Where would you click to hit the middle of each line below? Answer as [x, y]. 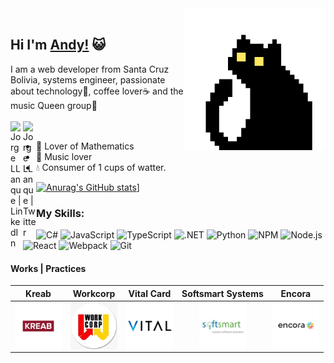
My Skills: [60, 213]
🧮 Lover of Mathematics [85, 146]
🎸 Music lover [64, 156]
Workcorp [94, 293]
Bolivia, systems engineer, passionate [88, 79]
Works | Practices [48, 268]
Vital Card [150, 293]
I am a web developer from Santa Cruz [90, 69]
